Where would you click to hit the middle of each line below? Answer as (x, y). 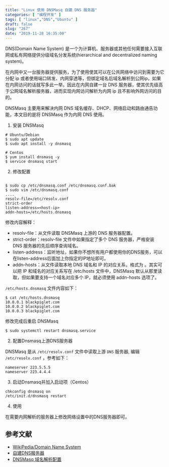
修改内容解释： (21, 222)
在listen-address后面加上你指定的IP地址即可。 (60, 258)
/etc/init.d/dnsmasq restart (36, 396)
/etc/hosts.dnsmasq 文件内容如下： (42, 288)
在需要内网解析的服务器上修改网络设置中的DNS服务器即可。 (67, 417)
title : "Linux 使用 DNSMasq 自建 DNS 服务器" (51, 10)
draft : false (19, 24)
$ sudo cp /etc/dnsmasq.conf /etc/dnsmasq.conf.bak (61, 186)
